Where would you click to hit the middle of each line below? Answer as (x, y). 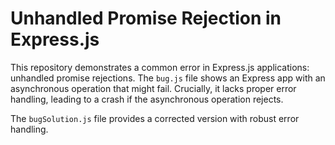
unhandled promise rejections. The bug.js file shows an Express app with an (168, 78)
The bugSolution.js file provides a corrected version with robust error (155, 118)
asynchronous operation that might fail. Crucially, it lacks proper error (153, 88)
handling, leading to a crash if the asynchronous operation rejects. (147, 99)
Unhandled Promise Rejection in (146, 18)
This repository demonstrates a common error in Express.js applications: (160, 67)
